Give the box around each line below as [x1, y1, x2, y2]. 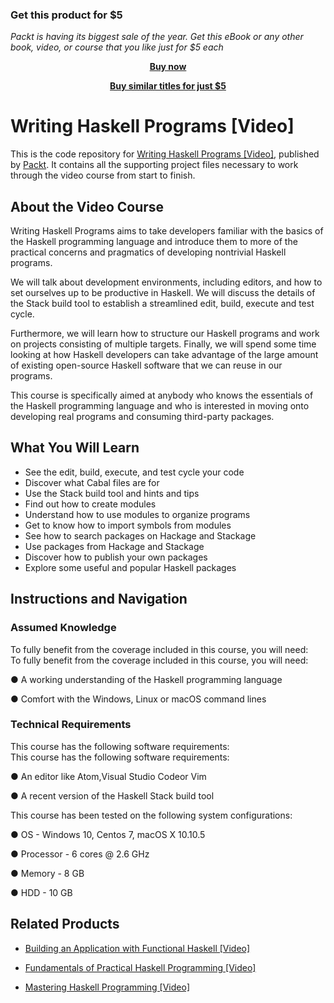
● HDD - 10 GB [10, 886, 73, 898]
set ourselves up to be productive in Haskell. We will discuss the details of [10, 287, 316, 299]
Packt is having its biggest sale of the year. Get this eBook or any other [10, 31, 304, 43]
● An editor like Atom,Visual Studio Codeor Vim [10, 770, 207, 782]
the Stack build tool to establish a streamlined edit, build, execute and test [10, 298, 315, 310]
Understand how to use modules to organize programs [24, 508, 251, 520]
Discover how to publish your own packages [24, 551, 208, 563]
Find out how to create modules [24, 498, 157, 510]
